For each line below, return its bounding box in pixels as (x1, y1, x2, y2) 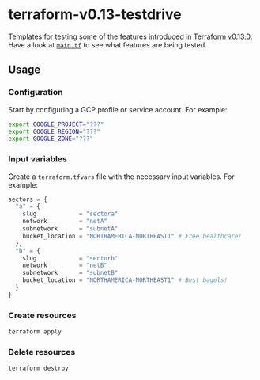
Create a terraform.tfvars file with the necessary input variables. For (8, 172, 235, 181)
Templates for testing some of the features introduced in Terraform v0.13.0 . (8, 32, 253, 41)
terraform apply (8, 328, 62, 336)
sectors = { (8, 196, 47, 203)
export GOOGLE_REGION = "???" (8, 127, 101, 135)
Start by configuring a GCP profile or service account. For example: (8, 104, 228, 114)
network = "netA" (22, 218, 108, 226)
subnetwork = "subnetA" (22, 225, 119, 233)
